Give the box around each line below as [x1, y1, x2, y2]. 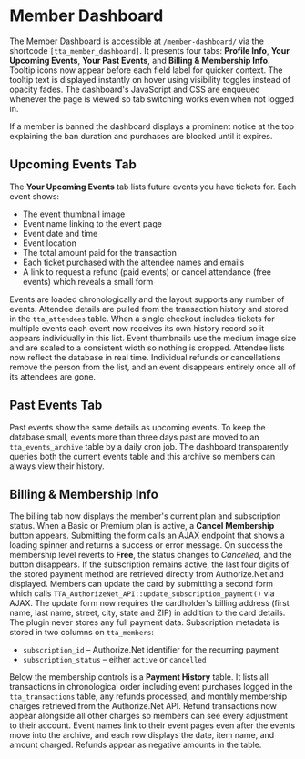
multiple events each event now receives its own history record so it [9, 322, 265, 333]
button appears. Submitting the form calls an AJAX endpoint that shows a [9, 530, 285, 541]
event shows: [9, 190, 60, 201]
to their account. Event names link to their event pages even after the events [9, 720, 296, 731]
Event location [22, 238, 77, 248]
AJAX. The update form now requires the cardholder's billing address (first [9, 598, 290, 609]
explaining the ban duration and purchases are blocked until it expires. [9, 130, 273, 141]
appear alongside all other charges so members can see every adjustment [9, 711, 289, 722]
